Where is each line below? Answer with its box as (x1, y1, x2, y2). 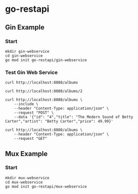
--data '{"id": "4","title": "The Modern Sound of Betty (14, 115, 134, 120)
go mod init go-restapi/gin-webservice (5, 58, 87, 63)
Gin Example (5, 23, 45, 32)
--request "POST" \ (14, 110, 54, 115)
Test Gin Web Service (5, 69, 58, 76)
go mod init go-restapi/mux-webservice (5, 184, 87, 189)
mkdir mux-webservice (5, 175, 50, 180)
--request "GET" (14, 136, 48, 141)
